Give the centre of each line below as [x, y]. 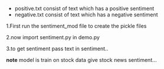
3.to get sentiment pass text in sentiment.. [57, 49]
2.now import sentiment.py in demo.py [53, 37]
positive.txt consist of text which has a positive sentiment [84, 8]
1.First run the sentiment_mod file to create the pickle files [76, 26]
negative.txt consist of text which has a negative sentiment [86, 15]
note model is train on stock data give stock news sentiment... [82, 60]
